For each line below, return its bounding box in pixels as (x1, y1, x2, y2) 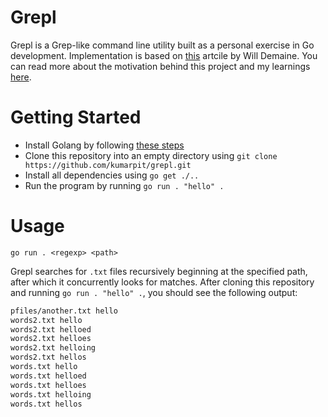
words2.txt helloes (10, 334, 92, 344)
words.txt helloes (10, 380, 87, 390)
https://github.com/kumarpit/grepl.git (24, 160, 192, 170)
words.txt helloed (10, 371, 87, 381)
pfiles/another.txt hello (10, 306, 118, 316)
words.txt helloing (10, 389, 92, 400)
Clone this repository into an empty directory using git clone (24, 149, 278, 161)
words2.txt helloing (10, 343, 97, 353)
